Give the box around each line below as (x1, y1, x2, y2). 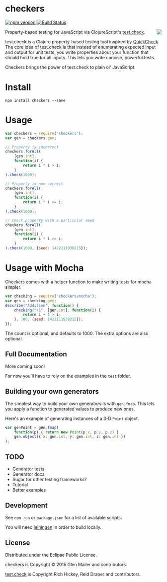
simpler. (5, 284, 21, 290)
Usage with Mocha (5, 262, 84, 274)
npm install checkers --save (5, 98, 66, 103)
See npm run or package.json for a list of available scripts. (5, 514, 122, 520)
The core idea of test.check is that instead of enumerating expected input (5, 44, 156, 50)
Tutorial (12, 482, 28, 488)
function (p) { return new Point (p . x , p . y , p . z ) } (14, 429, 119, 435)
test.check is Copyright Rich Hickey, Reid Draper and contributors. (5, 571, 141, 577)
